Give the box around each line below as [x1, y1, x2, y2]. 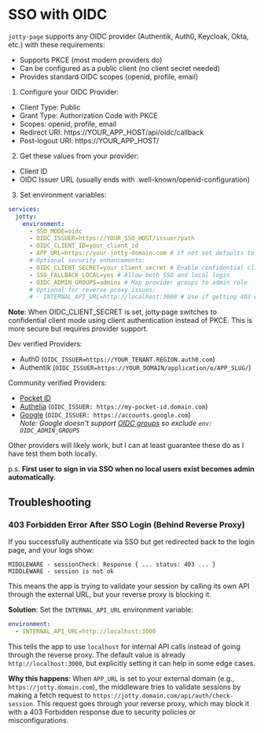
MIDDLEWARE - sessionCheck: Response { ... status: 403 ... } [8, 561, 216, 568]
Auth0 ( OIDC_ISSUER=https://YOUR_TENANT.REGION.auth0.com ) [19, 354, 216, 364]
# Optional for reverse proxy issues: [28, 286, 156, 294]
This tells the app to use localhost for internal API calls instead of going [8, 642, 241, 651]
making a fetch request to [8, 690, 92, 700]
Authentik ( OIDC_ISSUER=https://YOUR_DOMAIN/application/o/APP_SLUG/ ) [19, 363, 251, 372]
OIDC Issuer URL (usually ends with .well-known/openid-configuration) [19, 175, 250, 184]
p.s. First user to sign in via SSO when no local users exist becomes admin [8, 465, 255, 474]
